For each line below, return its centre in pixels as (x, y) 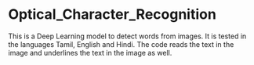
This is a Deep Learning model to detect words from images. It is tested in (127, 36)
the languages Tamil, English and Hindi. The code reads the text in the (121, 44)
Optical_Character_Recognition (112, 14)
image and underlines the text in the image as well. (90, 52)
